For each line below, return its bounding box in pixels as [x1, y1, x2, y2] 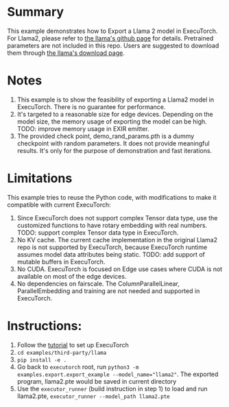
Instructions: [7, 318, 82, 334]
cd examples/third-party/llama [16, 349, 107, 356]
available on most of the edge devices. [16, 272, 127, 280]
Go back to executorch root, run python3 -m [16, 362, 139, 371]
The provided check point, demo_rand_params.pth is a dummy [16, 132, 195, 140]
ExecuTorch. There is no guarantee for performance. [16, 102, 166, 111]
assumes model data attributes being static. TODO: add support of [16, 250, 206, 258]
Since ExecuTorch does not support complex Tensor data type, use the [16, 213, 218, 222]
